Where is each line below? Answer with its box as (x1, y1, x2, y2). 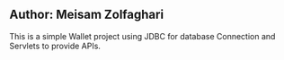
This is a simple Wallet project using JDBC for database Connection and (9, 30, 276, 41)
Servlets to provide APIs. (9, 40, 102, 51)
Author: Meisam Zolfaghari (9, 7, 164, 22)
